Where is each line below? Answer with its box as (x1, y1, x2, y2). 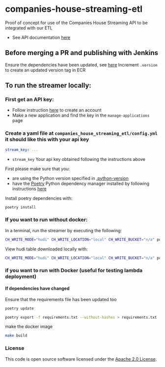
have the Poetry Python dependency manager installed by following (12, 181, 150, 186)
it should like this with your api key (5, 136, 89, 143)
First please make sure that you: (5, 166, 70, 172)
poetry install (5, 205, 36, 210)
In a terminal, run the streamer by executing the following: (5, 227, 122, 233)
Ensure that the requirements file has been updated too (5, 296, 117, 302)
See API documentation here (12, 34, 71, 40)
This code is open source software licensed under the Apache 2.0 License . (5, 356, 157, 362)
